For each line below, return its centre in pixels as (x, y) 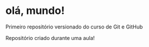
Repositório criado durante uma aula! (50, 38)
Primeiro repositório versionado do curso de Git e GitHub (74, 27)
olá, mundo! (35, 11)
